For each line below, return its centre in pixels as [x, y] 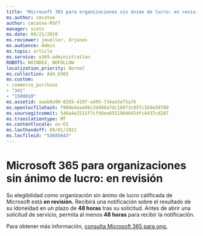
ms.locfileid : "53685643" [39, 136]
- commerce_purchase [32, 85]
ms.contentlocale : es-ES [37, 125]
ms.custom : [20, 79]
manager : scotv [25, 29]
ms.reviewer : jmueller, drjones [47, 40]
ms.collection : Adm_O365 [37, 74]
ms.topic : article [29, 51]
